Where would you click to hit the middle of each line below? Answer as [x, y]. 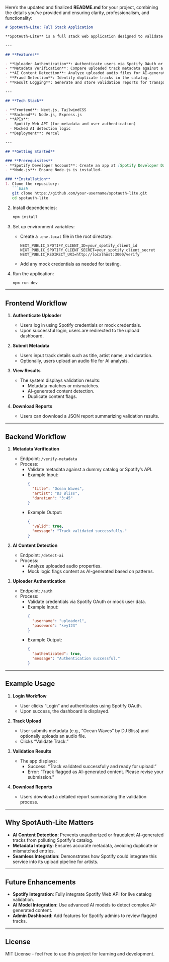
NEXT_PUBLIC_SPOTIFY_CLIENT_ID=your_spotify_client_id [78, 245]
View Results [27, 371]
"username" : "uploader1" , [59, 621]
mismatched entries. [34, 851]
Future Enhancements [41, 882]
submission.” [41, 777]
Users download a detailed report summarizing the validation [83, 796]
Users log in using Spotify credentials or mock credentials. [81, 325]
